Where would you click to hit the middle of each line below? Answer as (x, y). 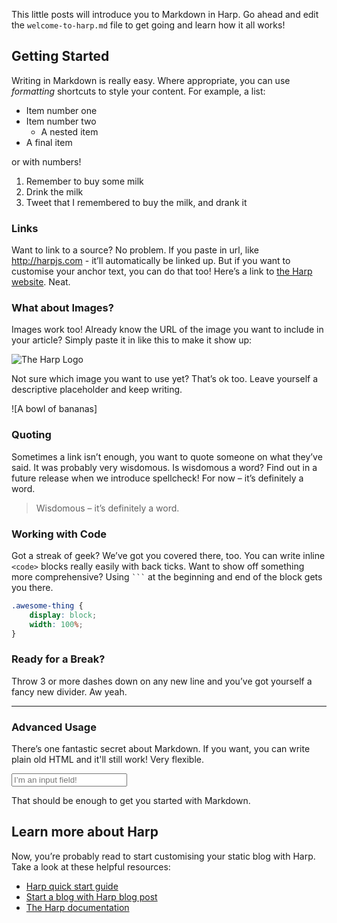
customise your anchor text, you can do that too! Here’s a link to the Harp (162, 271)
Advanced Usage (54, 727)
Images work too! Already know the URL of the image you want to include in (167, 330)
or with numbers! (46, 161)
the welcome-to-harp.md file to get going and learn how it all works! (148, 25)
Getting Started (60, 56)
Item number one (61, 110)
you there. (32, 587)
